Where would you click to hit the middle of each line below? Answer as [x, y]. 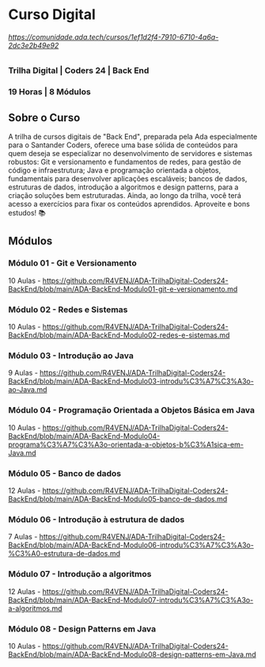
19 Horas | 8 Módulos [49, 92]
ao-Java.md [28, 390]
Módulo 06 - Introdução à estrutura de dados [97, 519]
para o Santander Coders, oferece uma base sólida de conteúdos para [123, 145]
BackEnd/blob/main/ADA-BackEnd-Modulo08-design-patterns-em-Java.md [132, 654]
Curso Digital [52, 15]
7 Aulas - [23, 537]
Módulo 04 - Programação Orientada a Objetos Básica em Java [132, 410]
